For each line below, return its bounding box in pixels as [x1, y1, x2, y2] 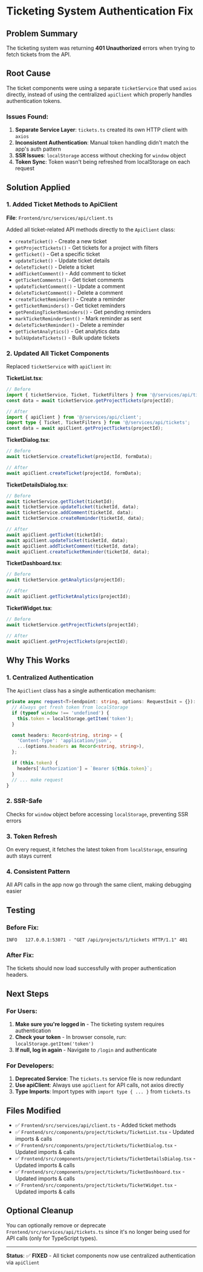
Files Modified [6, 1106, 62, 1116]
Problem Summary [6, 28, 78, 39]
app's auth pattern [14, 145, 62, 152]
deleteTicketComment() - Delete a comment [14, 289, 123, 296]
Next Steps [6, 988, 49, 999]
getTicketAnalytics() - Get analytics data [14, 327, 120, 335]
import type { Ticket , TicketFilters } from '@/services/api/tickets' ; [6, 419, 190, 426]
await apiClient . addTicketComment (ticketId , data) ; [6, 543, 139, 549]
